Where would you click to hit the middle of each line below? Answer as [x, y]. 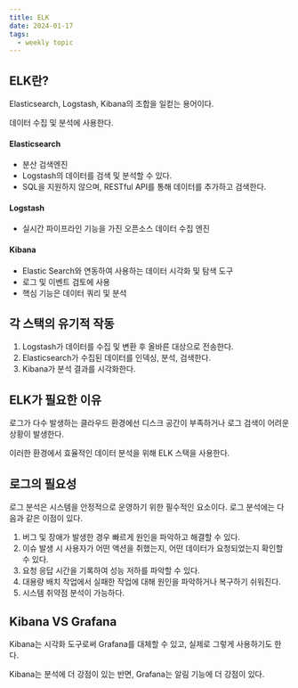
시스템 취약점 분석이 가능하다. [73, 593]
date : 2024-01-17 [41, 26]
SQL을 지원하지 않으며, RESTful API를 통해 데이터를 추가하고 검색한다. [144, 187]
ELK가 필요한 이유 [56, 400]
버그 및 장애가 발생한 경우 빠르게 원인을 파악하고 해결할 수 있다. [131, 537]
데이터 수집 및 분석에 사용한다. [61, 123]
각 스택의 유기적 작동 [62, 324]
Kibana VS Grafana [63, 622]
